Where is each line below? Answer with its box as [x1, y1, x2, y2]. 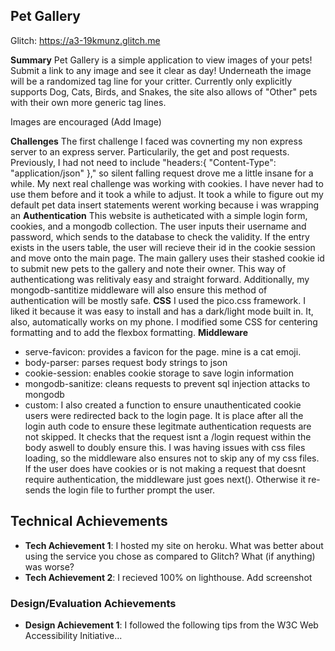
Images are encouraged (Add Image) [10, 115, 162, 128]
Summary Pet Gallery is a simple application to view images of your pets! [10, 54, 313, 66]
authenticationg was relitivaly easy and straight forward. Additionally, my [10, 273, 310, 285]
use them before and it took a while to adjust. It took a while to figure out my [10, 188, 324, 200]
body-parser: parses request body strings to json [24, 356, 228, 368]
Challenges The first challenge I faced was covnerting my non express [10, 135, 303, 147]
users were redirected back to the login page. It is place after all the [24, 409, 304, 421]
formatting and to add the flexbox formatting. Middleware [10, 326, 249, 338]
